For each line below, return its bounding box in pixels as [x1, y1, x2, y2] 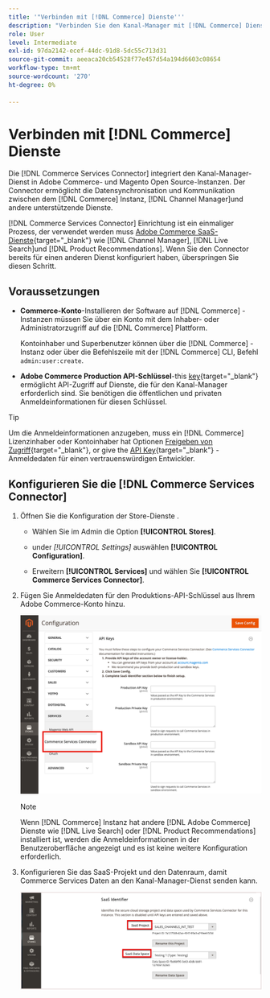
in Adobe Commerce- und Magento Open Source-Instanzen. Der [31, 177, 246, 187]
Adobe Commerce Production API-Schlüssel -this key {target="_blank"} [19, 371, 259, 381]
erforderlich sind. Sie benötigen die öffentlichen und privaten [19, 389, 223, 398]
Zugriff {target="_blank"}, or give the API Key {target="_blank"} [8, 445, 215, 455]
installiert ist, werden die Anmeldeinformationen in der [19, 834, 199, 844]
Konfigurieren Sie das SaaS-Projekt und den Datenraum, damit [19, 867, 227, 876]
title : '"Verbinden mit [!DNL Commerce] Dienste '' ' [8, 13, 185, 21]
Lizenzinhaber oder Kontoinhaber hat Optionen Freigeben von [8, 437, 213, 447]
